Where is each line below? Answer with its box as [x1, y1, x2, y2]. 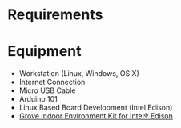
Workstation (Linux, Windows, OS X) [18, 69, 139, 78]
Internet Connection [18, 78, 86, 87]
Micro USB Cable [18, 86, 76, 95]
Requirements [7, 6, 103, 24]
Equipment [7, 42, 82, 61]
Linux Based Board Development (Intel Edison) [18, 102, 173, 113]
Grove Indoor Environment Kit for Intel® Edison [18, 111, 173, 121]
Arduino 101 [18, 94, 58, 104]
